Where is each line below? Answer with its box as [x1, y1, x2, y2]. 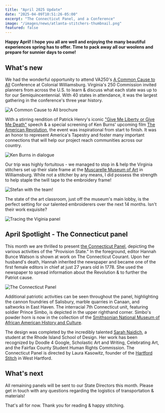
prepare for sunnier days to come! [5, 50, 76, 55]
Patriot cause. [5, 274, 33, 280]
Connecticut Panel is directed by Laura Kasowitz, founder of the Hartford [5, 350, 153, 356]
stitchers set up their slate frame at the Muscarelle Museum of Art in [5, 166, 143, 172]
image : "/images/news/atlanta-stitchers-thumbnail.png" [5, 21, 122, 26]
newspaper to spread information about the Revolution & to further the [5, 269, 147, 275]
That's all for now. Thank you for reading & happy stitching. [5, 402, 125, 408]
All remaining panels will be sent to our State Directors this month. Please [5, 382, 154, 388]
